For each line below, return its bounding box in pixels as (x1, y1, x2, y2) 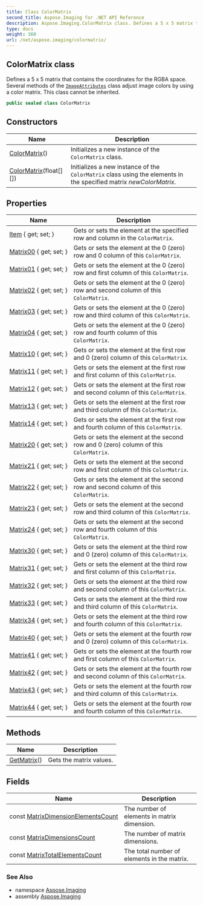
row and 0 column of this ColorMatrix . (73, 251, 181, 260)
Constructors (6, 117, 58, 127)
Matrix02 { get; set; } (9, 286, 68, 294)
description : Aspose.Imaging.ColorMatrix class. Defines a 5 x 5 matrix (6, 20, 193, 26)
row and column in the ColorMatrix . (73, 234, 174, 242)
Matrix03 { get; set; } (9, 307, 68, 316)
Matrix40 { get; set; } (9, 633, 68, 642)
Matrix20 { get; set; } (9, 440, 68, 449)
